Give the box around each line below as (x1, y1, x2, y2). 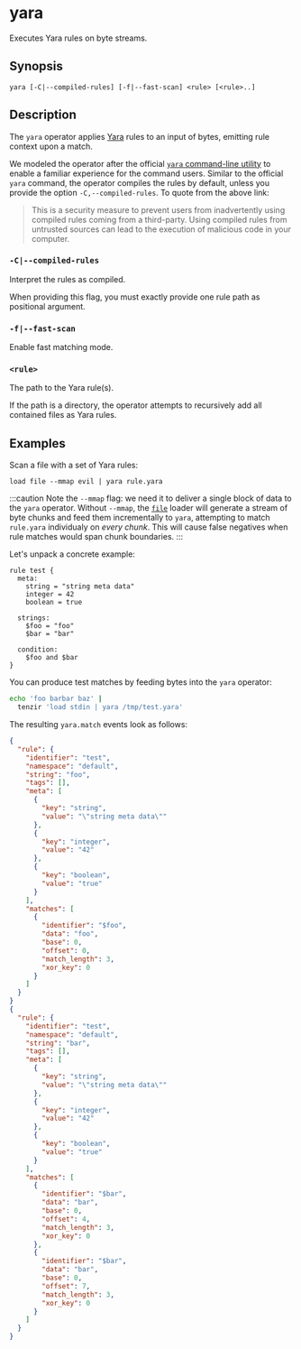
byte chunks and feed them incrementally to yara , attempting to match (9, 513, 270, 523)
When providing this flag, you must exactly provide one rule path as (9, 291, 260, 302)
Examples (9, 436, 66, 451)
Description (9, 107, 77, 123)
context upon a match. (9, 141, 93, 152)
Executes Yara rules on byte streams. (9, 32, 148, 43)
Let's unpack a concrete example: (9, 549, 135, 559)
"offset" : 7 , (41, 1281, 91, 1290)
